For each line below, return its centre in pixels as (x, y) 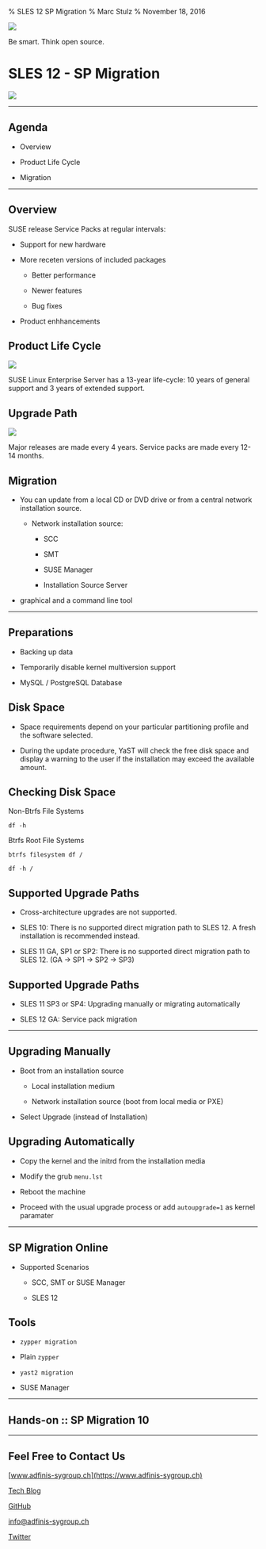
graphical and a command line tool (76, 600)
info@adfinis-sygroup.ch (49, 1521)
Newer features (57, 290)
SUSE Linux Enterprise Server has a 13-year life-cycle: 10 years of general (129, 380)
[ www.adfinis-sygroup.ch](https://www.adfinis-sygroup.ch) (106, 1475)
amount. (33, 767)
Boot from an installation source (72, 1071)
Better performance (64, 275)
